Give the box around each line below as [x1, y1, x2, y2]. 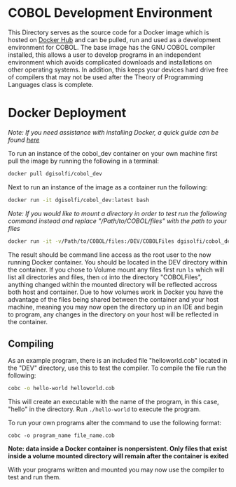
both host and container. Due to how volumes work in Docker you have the [8, 288, 223, 296]
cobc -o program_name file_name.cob [8, 432, 115, 439]
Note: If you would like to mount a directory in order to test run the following [8, 209, 227, 218]
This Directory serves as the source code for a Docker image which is [8, 28, 209, 36]
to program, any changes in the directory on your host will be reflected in [8, 310, 219, 319]
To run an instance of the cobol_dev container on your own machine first [8, 149, 218, 157]
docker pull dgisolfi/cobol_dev [8, 170, 102, 177]
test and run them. [8, 473, 62, 481]
